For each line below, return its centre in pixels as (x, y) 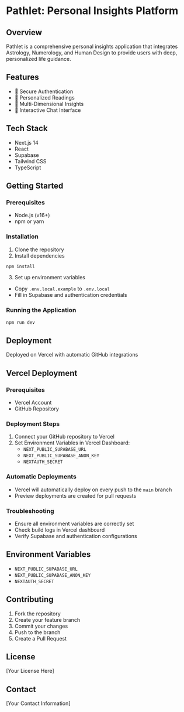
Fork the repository (38, 614)
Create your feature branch (47, 619)
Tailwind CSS (30, 161)
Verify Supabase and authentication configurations (76, 536)
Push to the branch (37, 632)
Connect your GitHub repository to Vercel (65, 437)
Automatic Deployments (41, 477)
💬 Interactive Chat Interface (48, 110)
